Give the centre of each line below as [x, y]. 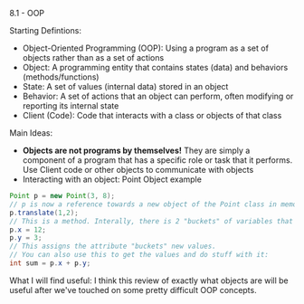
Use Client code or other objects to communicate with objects [138, 170]
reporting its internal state [71, 106]
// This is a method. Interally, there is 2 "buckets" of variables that [152, 221]
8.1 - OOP [27, 13]
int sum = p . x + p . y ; [50, 263]
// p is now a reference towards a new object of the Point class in [143, 204]
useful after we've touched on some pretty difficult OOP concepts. [133, 290]
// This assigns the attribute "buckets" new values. [113, 247]
